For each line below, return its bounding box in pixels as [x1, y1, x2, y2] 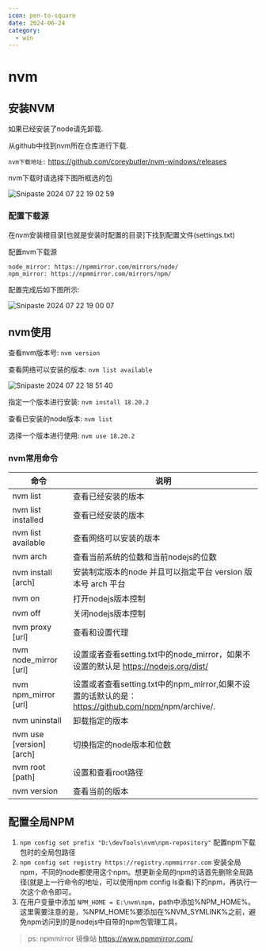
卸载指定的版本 [72, 715, 129, 726]
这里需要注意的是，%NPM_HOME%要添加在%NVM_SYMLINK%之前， [19, 907, 249, 917]
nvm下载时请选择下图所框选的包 [8, 173, 113, 183]
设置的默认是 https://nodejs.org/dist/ [72, 660, 208, 671]
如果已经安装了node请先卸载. [8, 124, 104, 133]
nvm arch [12, 551, 47, 562]
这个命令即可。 [26, 887, 76, 897]
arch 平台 [90, 578, 126, 589]
